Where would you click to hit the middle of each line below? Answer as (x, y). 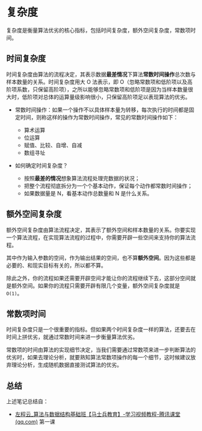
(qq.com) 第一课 (35, 422)
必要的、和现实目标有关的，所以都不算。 (56, 265)
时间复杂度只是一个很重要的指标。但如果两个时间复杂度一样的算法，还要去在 (101, 330)
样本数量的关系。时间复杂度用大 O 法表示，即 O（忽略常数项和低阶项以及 (97, 81)
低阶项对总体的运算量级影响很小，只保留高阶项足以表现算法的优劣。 (106, 96)
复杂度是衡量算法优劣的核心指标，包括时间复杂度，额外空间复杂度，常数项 (98, 30)
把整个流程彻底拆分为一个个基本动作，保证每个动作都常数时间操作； (108, 186)
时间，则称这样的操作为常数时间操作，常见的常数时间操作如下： (99, 117)
